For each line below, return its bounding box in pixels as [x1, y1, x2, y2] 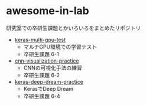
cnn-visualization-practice [14, 57, 79, 64]
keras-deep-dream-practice [14, 78, 84, 85]
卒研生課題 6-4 [23, 93, 60, 100]
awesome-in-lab [6, 4, 90, 18]
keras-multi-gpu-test [14, 36, 66, 43]
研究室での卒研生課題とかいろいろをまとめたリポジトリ [6, 24, 141, 31]
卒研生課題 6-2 [23, 71, 60, 78]
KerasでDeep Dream [23, 85, 74, 92]
